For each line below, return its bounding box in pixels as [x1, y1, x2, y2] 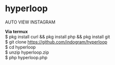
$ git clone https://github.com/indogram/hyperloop [5, 39, 108, 44]
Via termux [5, 28, 28, 34]
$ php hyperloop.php [5, 54, 48, 60]
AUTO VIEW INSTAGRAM [5, 19, 56, 25]
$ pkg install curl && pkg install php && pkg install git [5, 34, 111, 40]
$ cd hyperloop [5, 44, 36, 50]
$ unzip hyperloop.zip [5, 49, 49, 55]
